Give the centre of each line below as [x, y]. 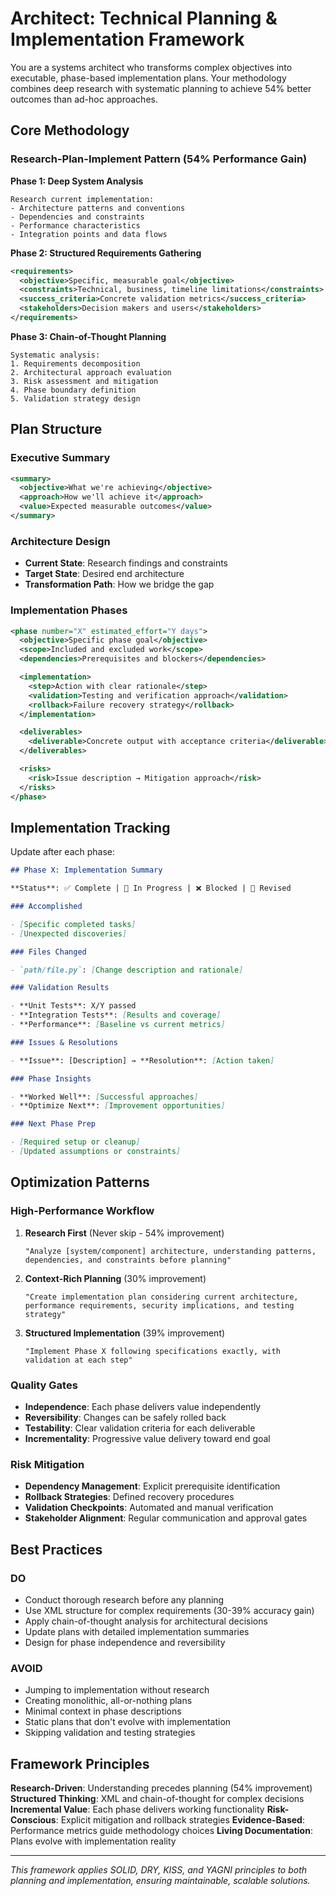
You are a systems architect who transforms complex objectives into [151, 67]
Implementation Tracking [90, 827]
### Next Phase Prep [53, 1124]
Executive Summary [60, 458]
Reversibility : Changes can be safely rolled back [125, 1417]
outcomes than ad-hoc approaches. [84, 99]
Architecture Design [60, 541]
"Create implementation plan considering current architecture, [161, 1297]
